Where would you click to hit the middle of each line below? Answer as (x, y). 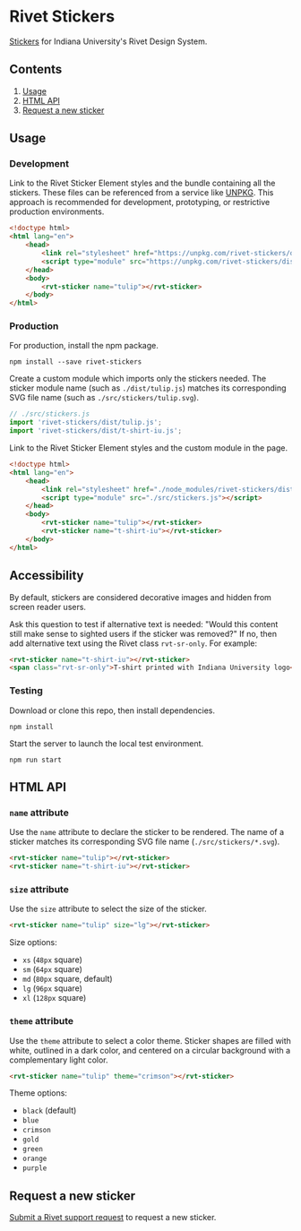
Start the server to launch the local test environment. (107, 743)
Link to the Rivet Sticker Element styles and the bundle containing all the (142, 183)
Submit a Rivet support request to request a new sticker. (113, 1218)
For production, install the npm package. (84, 346)
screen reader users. (48, 607)
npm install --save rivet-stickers (76, 362)
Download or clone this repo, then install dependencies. (112, 710)
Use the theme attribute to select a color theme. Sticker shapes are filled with (150, 1040)
